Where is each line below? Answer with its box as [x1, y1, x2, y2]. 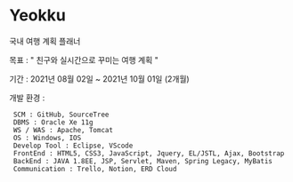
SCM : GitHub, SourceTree [12, 110, 110, 119]
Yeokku [9, 5, 67, 26]
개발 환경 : [9, 92, 45, 103]
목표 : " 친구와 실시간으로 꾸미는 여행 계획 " [9, 54, 159, 65]
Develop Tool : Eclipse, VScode [12, 141, 134, 150]
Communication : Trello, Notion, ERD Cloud [12, 164, 177, 173]
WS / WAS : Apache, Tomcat [12, 125, 114, 134]
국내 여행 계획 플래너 [9, 36, 81, 46]
